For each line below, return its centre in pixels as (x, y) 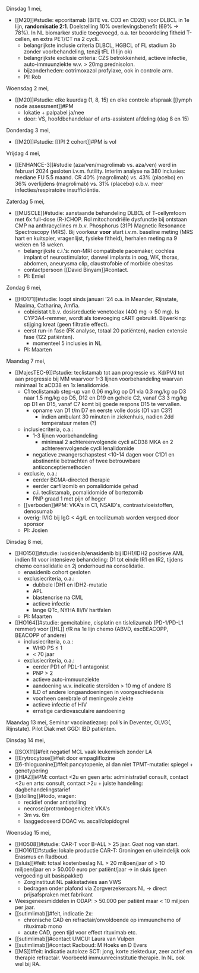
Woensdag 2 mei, (28, 88)
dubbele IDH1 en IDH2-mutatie (70, 585)
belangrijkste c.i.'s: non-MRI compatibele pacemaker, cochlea (99, 251)
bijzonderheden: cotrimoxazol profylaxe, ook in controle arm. (98, 70)
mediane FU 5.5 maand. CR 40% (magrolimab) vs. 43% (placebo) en (99, 177)
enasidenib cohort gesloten (57, 572)
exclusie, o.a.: (40, 473)
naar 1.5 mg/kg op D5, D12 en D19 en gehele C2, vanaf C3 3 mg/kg (105, 398)
